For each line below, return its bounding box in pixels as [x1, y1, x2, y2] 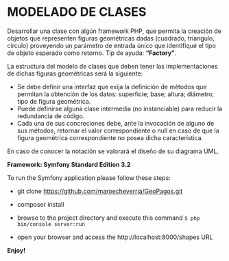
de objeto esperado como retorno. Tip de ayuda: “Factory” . [7, 49, 177, 57]
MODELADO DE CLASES [7, 4, 147, 20]
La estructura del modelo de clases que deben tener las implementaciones [7, 62, 218, 70]
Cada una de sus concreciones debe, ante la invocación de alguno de [16, 119, 215, 127]
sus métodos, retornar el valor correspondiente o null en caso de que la [16, 126, 219, 135]
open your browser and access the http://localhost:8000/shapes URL [16, 233, 214, 241]
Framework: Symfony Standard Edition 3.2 [7, 160, 131, 168]
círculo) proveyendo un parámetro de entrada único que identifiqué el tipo [7, 41, 216, 49]
